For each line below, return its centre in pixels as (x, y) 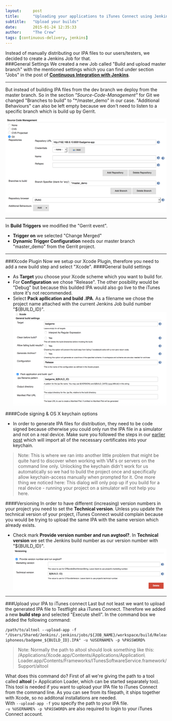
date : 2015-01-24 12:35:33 (41, 27)
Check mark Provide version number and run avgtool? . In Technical (85, 535)
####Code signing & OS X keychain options (52, 414)
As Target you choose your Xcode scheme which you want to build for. (88, 276)
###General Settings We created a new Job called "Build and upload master (86, 64)
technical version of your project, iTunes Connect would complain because (84, 514)
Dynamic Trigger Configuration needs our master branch (74, 241)
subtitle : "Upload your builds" (42, 22)
